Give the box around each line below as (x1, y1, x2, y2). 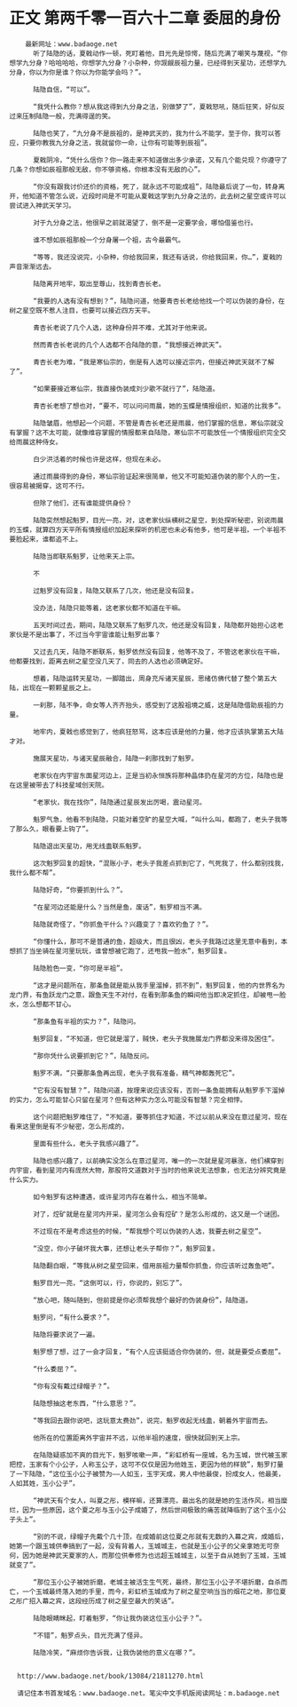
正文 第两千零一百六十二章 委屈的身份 (9, 8, 281, 28)
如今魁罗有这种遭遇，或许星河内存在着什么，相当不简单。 (32, 1192, 212, 1202)
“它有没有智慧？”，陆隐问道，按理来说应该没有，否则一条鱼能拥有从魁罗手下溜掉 (32, 1085, 285, 1095)
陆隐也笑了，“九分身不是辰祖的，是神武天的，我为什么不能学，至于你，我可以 (32, 129, 275, 138)
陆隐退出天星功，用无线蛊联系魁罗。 (32, 841, 146, 851)
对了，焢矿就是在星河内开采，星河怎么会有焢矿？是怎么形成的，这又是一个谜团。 (32, 1210, 284, 1219)
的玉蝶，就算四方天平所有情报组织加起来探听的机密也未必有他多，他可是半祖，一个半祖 (9, 525, 280, 534)
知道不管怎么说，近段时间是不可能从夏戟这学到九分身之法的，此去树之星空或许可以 (28, 192, 286, 201)
